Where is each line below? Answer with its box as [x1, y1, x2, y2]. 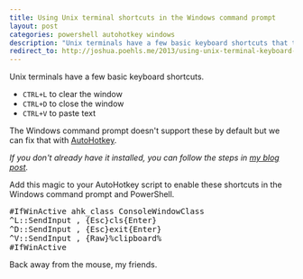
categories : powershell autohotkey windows [9, 30, 176, 39]
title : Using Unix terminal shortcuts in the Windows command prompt [9, 13, 277, 22]
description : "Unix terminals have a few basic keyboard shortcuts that [9, 38, 289, 48]
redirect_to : [9, 47, 59, 56]
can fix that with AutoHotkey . [9, 135, 117, 146]
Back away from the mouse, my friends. [9, 259, 158, 270]
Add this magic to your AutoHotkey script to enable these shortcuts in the [9, 179, 282, 190]
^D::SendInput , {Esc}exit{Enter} [9, 224, 162, 235]
